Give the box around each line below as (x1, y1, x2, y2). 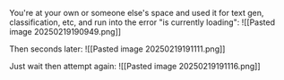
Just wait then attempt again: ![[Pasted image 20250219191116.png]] (9, 61, 262, 71)
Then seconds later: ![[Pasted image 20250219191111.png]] (9, 44, 226, 54)
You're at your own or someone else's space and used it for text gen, (9, 8, 264, 18)
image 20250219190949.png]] (9, 27, 122, 36)
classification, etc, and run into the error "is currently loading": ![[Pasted (9, 17, 276, 28)
